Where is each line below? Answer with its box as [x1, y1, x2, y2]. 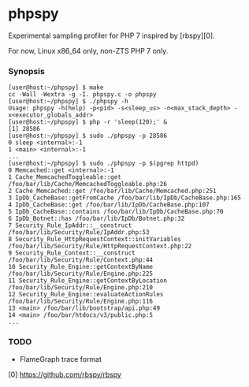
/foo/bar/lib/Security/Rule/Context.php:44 [8, 256, 154, 264]
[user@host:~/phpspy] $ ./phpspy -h [8, 98, 128, 106]
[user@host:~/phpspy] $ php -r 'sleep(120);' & [8, 118, 168, 126]
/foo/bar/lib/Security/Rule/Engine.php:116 [8, 297, 154, 306]
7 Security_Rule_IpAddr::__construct [8, 221, 132, 229]
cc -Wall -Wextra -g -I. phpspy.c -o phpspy [8, 91, 157, 99]
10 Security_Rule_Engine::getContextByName [8, 263, 154, 271]
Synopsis [8, 65, 45, 76]
